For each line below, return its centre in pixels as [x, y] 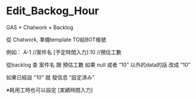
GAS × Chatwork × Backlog [40, 27]
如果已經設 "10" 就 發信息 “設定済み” [50, 77]
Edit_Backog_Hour [53, 11]
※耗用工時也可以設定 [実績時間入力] [50, 90]
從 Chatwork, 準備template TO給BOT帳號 [56, 39]
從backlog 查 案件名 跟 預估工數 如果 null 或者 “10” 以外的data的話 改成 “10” [98, 65]
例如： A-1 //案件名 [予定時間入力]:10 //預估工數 [64, 52]
